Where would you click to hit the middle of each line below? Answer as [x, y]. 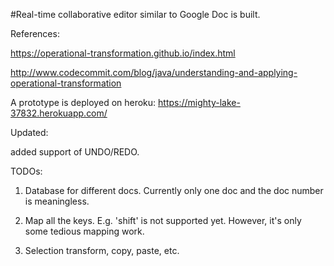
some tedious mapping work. [84, 231]
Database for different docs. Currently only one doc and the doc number [174, 190]
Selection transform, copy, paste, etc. [102, 250]
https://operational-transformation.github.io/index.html [123, 53]
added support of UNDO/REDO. [75, 152]
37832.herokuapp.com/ [59, 113]
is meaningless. [57, 201]
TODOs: [26, 171]
